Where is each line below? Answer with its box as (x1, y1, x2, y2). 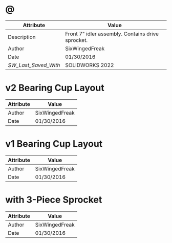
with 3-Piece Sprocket (5, 194, 102, 205)
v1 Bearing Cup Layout (5, 138, 103, 150)
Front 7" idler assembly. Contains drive (64, 30, 159, 37)
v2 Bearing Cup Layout (5, 82, 104, 94)
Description (8, 33, 36, 40)
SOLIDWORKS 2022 (64, 61, 114, 69)
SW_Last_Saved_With (8, 61, 60, 69)
